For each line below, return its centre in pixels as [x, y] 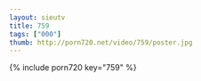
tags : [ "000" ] [36, 34]
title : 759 [29, 26]
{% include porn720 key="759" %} [73, 68]
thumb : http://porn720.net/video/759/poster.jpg [101, 42]
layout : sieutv [37, 17]
